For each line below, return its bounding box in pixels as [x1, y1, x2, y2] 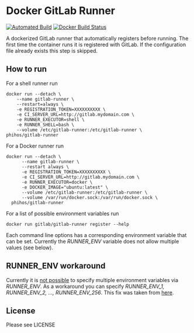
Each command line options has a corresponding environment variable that [6, 231, 187, 238]
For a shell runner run [6, 80, 58, 87]
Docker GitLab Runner [6, 4, 116, 18]
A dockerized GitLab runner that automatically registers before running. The [6, 35, 189, 42]
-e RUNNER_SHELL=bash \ [16, 122, 75, 128]
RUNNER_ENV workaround [6, 261, 106, 271]
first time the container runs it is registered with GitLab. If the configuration [6, 41, 186, 48]
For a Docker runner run [6, 142, 64, 149]
